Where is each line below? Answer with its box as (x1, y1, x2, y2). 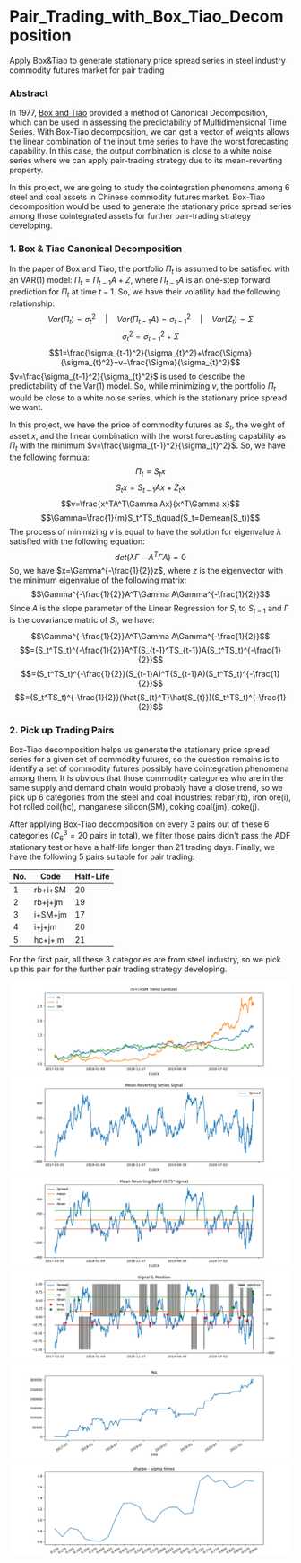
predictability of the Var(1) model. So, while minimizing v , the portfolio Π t (9, 380, 276, 393)
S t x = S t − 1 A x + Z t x (115, 482, 186, 495)
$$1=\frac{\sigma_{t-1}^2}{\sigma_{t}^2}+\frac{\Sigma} (48, 347, 253, 358)
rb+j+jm (34, 896, 64, 908)
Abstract (9, 87, 49, 100)
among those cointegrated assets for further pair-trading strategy (9, 211, 252, 222)
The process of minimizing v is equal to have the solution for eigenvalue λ (9, 526, 282, 537)
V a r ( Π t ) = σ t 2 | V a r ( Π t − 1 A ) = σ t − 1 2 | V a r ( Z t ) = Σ (47, 312, 254, 327)
